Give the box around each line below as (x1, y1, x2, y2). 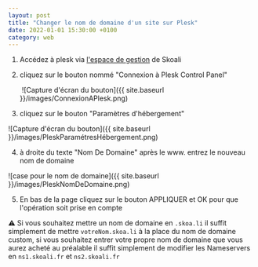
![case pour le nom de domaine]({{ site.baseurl (8, 171, 159, 181)
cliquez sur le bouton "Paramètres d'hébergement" (19, 109, 185, 119)
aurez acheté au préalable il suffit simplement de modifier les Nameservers (8, 243, 251, 253)
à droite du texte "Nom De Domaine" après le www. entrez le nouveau (19, 148, 245, 157)
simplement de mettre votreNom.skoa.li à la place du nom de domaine (8, 227, 237, 236)
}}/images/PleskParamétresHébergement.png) (8, 133, 158, 142)
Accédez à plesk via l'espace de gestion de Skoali (19, 55, 182, 64)
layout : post (8, 11, 51, 20)
